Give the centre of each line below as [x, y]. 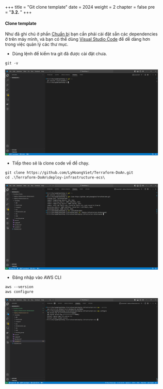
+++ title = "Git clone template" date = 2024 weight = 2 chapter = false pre [80, 7]
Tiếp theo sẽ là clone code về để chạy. [51, 163]
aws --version [19, 287]
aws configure [19, 292]
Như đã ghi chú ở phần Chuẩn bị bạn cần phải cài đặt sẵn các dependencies [81, 34]
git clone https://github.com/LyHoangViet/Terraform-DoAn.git [69, 173]
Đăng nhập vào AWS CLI [37, 277]
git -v [12, 63]
